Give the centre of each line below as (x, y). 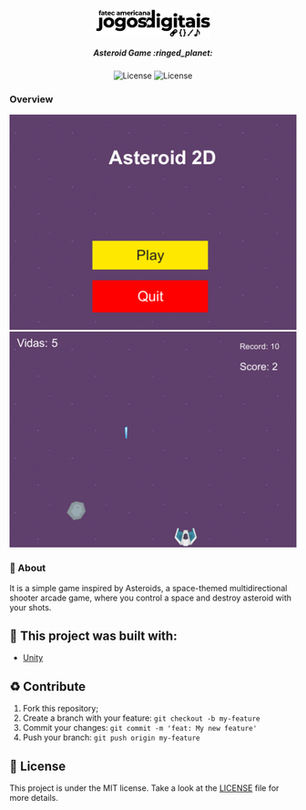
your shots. (31, 607)
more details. (34, 797)
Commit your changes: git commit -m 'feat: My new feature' (140, 728)
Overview (31, 99)
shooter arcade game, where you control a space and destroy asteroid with (150, 598)
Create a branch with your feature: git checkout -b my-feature (141, 718)
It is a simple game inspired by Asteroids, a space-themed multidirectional (148, 588)
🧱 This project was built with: (93, 636)
